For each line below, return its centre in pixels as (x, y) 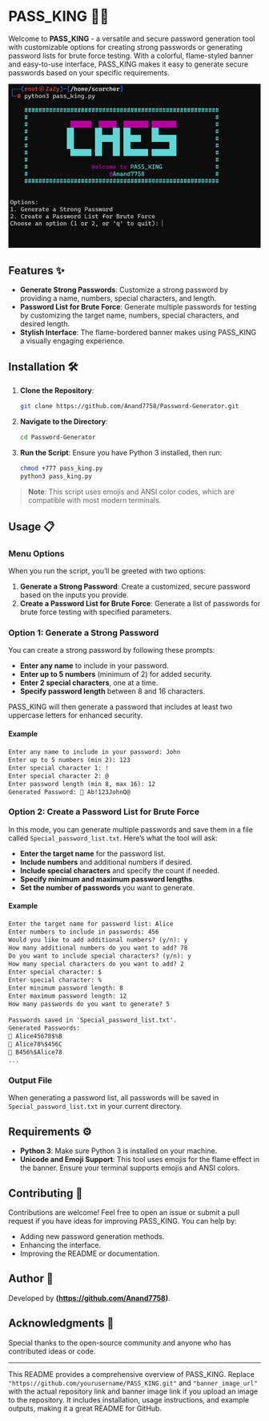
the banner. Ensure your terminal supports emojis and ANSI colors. (130, 1168)
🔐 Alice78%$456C (35, 1044)
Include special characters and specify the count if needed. (120, 870)
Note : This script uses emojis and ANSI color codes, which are (131, 492)
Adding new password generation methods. (92, 1236)
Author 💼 (31, 1279)
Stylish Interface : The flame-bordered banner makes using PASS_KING (138, 333)
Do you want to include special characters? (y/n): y (100, 956)
